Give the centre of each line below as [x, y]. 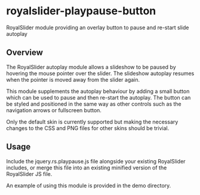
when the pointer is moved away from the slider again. [73, 79]
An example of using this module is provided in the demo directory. [89, 185]
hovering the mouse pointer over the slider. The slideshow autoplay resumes [100, 73]
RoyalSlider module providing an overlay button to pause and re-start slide [98, 27]
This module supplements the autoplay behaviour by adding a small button [98, 91]
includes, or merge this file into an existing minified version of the [87, 168]
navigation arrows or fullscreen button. [54, 110]
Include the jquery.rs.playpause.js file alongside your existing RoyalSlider [96, 161]
